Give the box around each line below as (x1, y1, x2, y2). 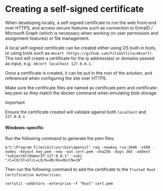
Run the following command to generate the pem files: (5, 136, 115, 141)
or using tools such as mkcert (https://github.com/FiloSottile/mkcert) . (5, 50, 153, 56)
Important (5, 99, 25, 105)
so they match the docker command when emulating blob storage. (23, 90, 158, 96)
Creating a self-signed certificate (5, 3, 144, 15)
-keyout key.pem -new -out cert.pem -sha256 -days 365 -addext (18, 149, 151, 154)
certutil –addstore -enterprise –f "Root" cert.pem (5, 181, 113, 186)
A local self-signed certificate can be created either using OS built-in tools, (5, 45, 157, 51)
